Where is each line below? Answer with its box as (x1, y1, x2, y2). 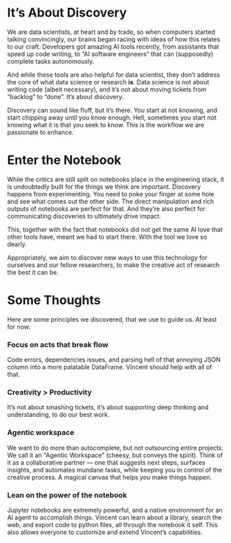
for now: (7, 322, 31, 331)
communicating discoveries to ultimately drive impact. (7, 212, 161, 220)
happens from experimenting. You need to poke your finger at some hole (7, 190, 214, 198)
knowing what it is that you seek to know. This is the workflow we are (7, 120, 205, 129)
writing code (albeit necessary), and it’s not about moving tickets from (7, 85, 207, 93)
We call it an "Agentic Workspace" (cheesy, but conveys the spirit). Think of (7, 451, 223, 459)
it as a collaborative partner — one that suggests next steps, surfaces (7, 458, 206, 466)
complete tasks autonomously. (7, 57, 95, 65)
